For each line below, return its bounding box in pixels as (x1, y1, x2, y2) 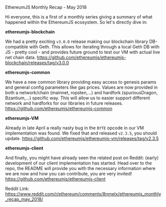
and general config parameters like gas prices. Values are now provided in (5, 84, 158, 90)
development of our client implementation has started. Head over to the (5, 160, 152, 166)
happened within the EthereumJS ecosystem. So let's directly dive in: (5, 19, 148, 25)
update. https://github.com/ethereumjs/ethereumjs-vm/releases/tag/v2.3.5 (5, 136, 159, 141)
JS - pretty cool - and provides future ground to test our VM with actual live (5, 49, 161, 55)
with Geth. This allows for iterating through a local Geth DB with (29, 44, 160, 49)
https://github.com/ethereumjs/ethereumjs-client (5, 176, 106, 182)
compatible (5, 44, 28, 49)
